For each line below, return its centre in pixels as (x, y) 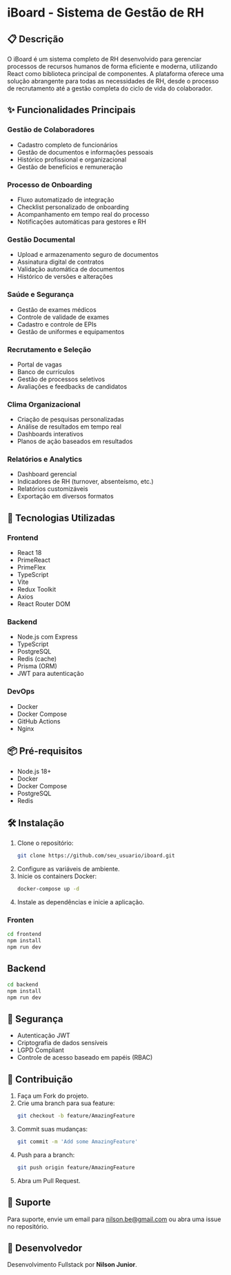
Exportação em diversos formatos (65, 496)
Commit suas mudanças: (52, 1129)
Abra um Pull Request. (49, 1180)
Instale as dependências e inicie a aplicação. (81, 902)
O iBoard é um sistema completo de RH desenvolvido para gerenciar (104, 59)
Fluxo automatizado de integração (66, 199)
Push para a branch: (46, 1155)
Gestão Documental (41, 240)
